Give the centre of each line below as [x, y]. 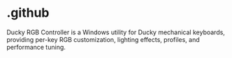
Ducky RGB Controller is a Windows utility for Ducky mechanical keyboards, [116, 32]
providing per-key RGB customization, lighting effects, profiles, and [103, 39]
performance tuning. [36, 47]
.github [28, 13]
